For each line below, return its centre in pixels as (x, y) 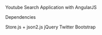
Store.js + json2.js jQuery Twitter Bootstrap (50, 27)
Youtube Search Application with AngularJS (51, 7)
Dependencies (21, 17)
